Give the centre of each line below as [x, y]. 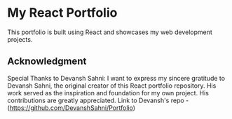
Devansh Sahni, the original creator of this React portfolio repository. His [112, 86]
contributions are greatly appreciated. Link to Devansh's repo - [98, 100]
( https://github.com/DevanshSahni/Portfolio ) [71, 108]
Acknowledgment [47, 62]
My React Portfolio [62, 13]
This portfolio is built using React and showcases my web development [110, 32]
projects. [20, 39]
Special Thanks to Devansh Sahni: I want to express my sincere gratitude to [116, 78]
